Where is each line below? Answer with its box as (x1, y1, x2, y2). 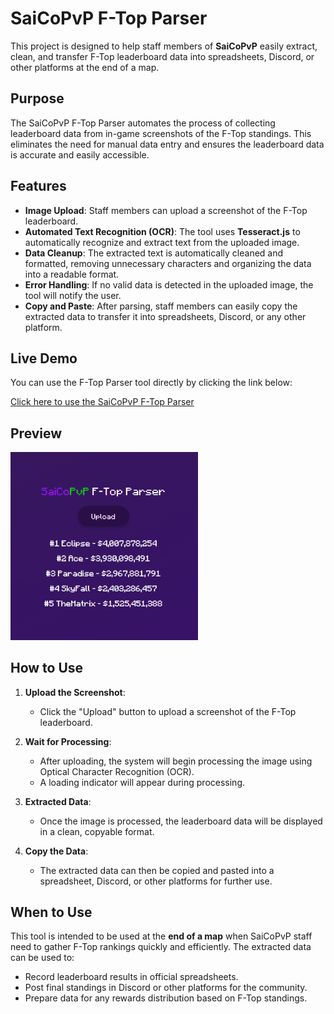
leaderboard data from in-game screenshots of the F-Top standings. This (10, 127, 312, 139)
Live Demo (10, 350, 78, 367)
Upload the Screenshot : (24, 686, 126, 698)
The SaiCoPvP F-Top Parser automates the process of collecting (10, 117, 276, 129)
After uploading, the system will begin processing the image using (39, 755, 313, 767)
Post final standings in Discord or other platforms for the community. (24, 982, 308, 994)
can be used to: (10, 952, 75, 964)
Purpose (10, 90, 65, 107)
